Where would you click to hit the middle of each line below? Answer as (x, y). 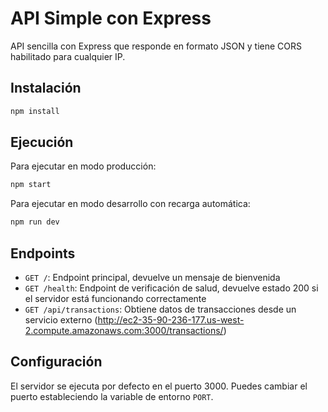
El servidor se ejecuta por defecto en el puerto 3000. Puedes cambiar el (159, 386)
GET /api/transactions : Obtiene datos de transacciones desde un (160, 309)
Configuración (56, 362)
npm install (35, 111)
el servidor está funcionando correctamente (115, 298)
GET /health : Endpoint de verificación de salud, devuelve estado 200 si (171, 288)
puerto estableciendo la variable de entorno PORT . (112, 396)
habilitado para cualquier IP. (68, 56)
